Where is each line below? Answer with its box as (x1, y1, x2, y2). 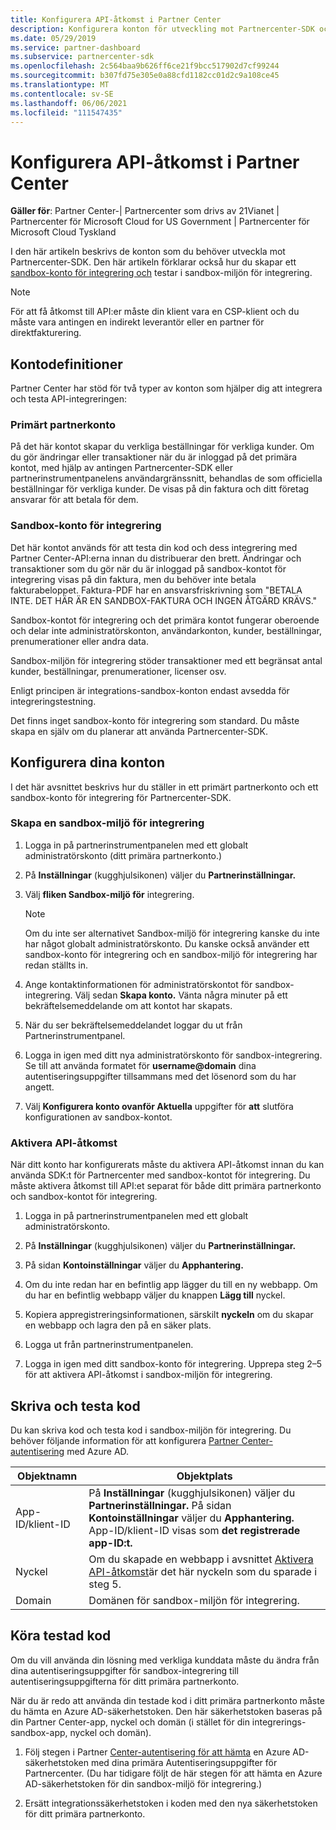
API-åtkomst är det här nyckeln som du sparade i (88, 1564, 318, 1578)
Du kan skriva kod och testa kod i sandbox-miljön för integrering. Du (10, 1424, 292, 1436)
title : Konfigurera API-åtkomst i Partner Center (10, 14, 222, 25)
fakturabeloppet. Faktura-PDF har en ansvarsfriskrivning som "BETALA (10, 584, 303, 596)
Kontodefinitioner (10, 356, 123, 373)
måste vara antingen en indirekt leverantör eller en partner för (10, 316, 265, 328)
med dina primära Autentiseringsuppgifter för (90, 1756, 278, 1768)
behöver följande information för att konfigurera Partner (10, 1434, 240, 1446)
